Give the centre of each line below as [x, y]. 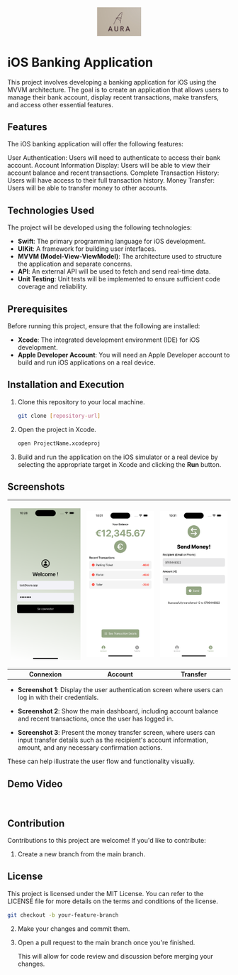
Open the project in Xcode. [57, 429]
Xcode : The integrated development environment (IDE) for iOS [109, 340]
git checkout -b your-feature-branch [63, 915]
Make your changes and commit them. [74, 928]
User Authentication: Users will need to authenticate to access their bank [114, 158]
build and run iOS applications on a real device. [86, 362]
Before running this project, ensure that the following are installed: [104, 326]
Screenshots [36, 487]
